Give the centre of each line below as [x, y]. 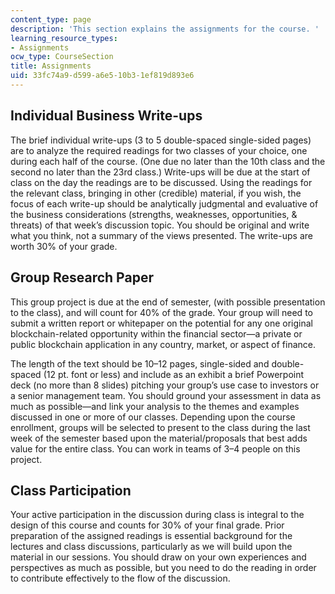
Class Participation [71, 490]
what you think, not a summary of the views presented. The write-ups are [161, 235]
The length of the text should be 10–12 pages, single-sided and [140, 363]
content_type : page [51, 19]
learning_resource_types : [64, 38]
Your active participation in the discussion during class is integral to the [157, 515]
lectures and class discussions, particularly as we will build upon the [151, 547]
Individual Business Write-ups [106, 116]
